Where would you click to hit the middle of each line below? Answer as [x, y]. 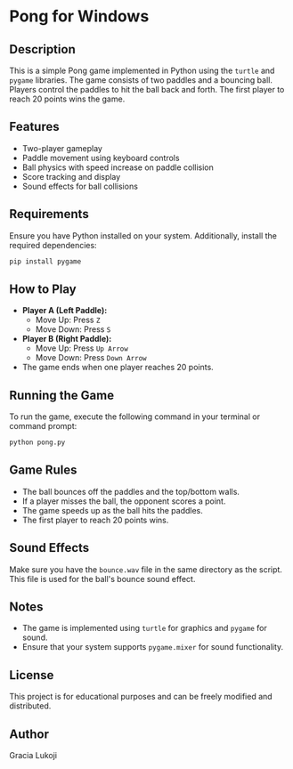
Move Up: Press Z [68, 320]
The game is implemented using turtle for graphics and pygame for [144, 628]
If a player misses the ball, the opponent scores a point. [124, 501]
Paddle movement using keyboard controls [101, 158]
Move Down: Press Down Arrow [91, 358]
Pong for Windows [79, 16]
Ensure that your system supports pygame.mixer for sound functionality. [153, 647]
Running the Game [61, 395]
